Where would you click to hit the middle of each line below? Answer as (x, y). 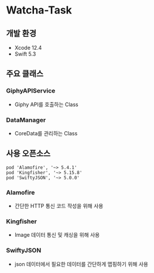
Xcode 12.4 (28, 48)
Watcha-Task (39, 10)
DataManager (26, 120)
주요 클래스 (25, 74)
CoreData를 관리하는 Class (46, 133)
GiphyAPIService (31, 91)
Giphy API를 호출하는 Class (46, 104)
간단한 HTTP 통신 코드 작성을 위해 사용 (59, 206)
